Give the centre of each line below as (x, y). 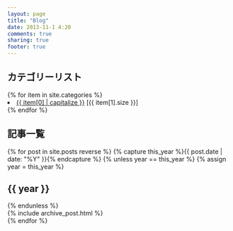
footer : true (27, 47)
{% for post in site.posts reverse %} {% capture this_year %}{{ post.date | (115, 151)
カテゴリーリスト (45, 78)
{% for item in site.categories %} (55, 95)
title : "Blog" (28, 21)
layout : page (27, 14)
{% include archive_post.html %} (55, 213)
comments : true (30, 34)
